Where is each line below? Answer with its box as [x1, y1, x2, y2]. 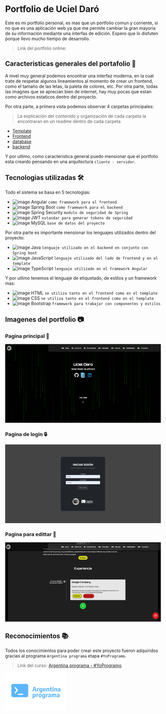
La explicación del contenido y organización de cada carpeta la [17, 113, 147, 119]
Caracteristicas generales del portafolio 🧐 [5, 59, 136, 68]
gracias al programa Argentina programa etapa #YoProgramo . [5, 653, 127, 659]
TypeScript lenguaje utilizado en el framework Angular [31, 265, 148, 271]
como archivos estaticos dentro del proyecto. [5, 94, 97, 100]
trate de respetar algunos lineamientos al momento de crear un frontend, [5, 78, 153, 84]
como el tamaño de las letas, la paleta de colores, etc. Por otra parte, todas [5, 83, 158, 89]
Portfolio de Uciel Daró [5, 3, 99, 15]
